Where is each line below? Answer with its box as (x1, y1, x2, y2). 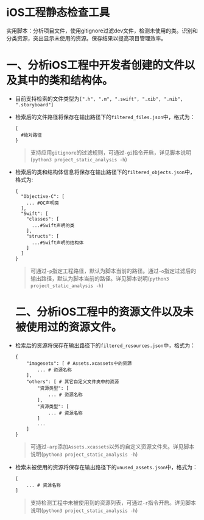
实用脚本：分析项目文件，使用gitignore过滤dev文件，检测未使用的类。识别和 (6, 27, 198, 34)
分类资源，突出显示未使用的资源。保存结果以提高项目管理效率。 (6, 34, 166, 42)
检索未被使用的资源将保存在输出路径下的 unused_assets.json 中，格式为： (15, 463, 198, 471)
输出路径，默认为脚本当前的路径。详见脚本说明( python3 (30, 274, 169, 282)
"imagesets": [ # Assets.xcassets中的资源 (26, 360, 132, 367)
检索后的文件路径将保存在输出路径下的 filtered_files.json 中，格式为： (15, 113, 195, 120)
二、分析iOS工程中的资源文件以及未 (15, 305, 194, 319)
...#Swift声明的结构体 (31, 240, 84, 246)
